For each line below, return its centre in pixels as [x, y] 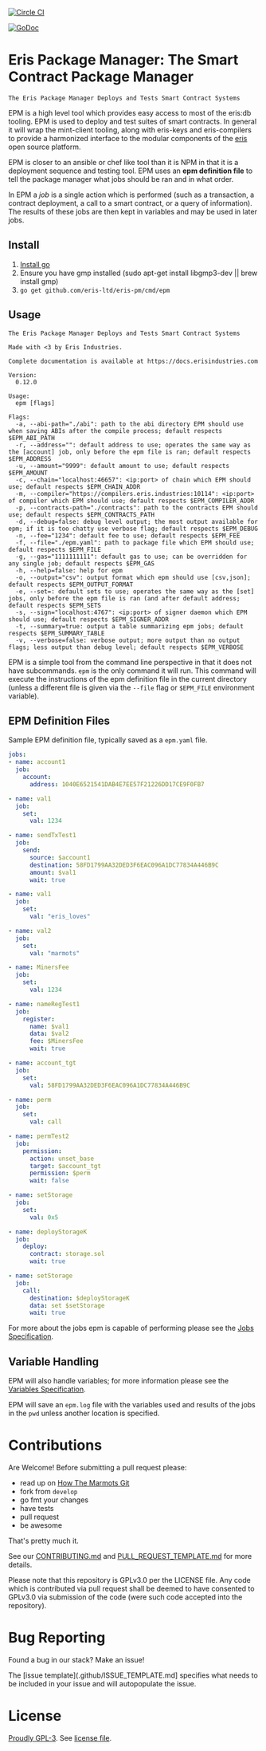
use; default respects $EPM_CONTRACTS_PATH [82, 514]
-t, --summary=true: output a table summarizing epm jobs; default [130, 626]
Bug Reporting [57, 1638]
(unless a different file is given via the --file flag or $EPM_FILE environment [131, 687]
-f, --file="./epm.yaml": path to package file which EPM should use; [135, 542]
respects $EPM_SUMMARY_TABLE [57, 633]
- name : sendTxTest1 [43, 836]
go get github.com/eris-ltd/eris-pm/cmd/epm [95, 290]
